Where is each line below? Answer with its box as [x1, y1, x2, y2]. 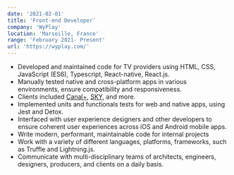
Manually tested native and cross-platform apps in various [17, 78, 187, 85]
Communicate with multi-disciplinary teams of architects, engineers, [17, 152, 216, 161]
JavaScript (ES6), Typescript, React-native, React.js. [17, 70, 171, 78]
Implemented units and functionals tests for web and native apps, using [17, 100, 226, 108]
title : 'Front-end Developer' [7, 17, 97, 24]
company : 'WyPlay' [7, 23, 61, 30]
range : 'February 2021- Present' [7, 37, 106, 44]
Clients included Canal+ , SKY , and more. [17, 92, 136, 101]
